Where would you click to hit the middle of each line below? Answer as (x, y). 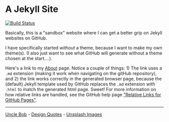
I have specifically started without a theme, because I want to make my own (84, 47)
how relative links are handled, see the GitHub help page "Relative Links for (83, 94)
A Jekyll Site (32, 9)
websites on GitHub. (26, 38)
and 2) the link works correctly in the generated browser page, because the (83, 78)
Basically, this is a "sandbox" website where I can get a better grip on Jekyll (84, 32)
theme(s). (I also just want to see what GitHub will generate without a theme (84, 53)
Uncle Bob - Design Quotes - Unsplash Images (54, 114)
